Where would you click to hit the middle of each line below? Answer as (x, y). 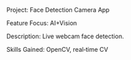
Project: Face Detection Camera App (58, 10)
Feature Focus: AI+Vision (42, 23)
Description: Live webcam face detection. (65, 36)
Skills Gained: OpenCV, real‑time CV (57, 49)
